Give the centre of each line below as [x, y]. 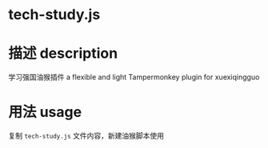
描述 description [63, 54]
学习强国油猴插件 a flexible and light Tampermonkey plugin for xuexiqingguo [134, 77]
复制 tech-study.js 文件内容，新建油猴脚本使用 [86, 136]
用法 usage [45, 112]
